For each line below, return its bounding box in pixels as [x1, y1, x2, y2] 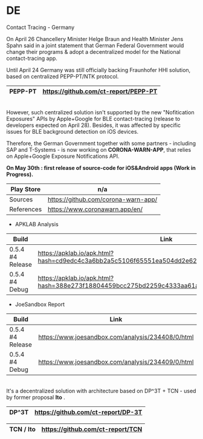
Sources [9, 195, 33, 203]
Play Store [10, 185, 41, 193]
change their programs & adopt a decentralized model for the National [6, 48, 181, 55]
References [9, 205, 42, 213]
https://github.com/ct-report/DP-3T [34, 408, 143, 416]
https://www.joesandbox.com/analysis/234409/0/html [38, 357, 194, 366]
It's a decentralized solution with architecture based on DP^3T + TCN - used [6, 387, 196, 394]
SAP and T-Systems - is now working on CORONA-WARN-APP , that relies [6, 146, 192, 153]
